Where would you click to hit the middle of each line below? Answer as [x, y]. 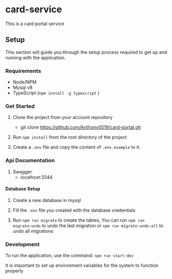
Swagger [22, 172]
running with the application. [35, 57]
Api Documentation [30, 161]
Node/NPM [25, 82]
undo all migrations [33, 231]
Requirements [23, 71]
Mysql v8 [23, 88]
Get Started [20, 106]
